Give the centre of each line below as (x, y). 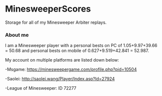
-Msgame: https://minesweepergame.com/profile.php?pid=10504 (71, 69)
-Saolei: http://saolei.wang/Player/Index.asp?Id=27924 (60, 79)
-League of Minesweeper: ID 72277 (41, 88)
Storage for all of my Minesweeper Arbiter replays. (56, 22)
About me (17, 35)
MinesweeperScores (48, 9)
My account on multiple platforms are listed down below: (62, 60)
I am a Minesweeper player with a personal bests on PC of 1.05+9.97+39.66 (81, 46)
